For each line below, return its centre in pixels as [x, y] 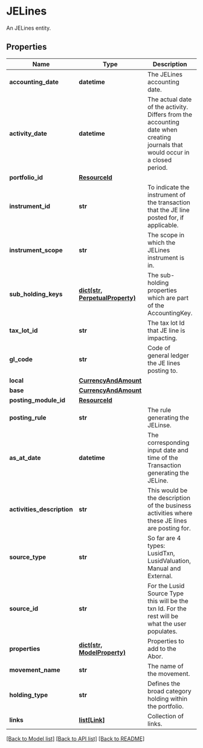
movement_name [35, 670]
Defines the [164, 683]
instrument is [166, 258]
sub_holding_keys [36, 294]
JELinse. [159, 425]
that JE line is [166, 330]
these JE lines [167, 521]
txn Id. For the [167, 609]
